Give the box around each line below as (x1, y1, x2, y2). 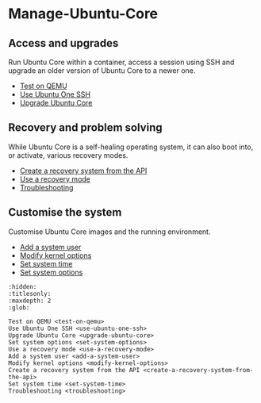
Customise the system (8, 205, 122, 219)
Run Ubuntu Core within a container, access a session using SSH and (8, 57, 235, 67)
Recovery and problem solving (8, 121, 163, 135)
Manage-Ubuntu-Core (8, 5, 159, 23)
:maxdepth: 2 (8, 297, 52, 305)
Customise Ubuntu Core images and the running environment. (8, 227, 211, 236)
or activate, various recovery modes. (8, 150, 129, 159)
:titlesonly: (8, 290, 52, 297)
